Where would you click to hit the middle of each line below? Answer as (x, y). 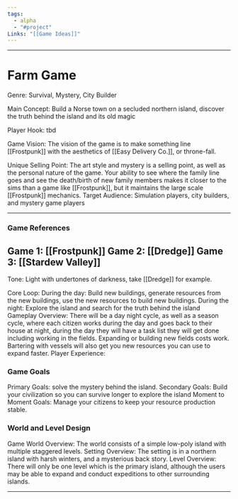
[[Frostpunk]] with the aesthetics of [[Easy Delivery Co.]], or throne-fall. (112, 152)
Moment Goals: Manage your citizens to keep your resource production (112, 402)
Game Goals (29, 371)
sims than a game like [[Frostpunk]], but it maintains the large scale (106, 188)
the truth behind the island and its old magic (72, 116)
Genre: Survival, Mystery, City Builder (62, 95)
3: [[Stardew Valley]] (54, 262)
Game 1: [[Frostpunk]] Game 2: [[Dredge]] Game (115, 251)
